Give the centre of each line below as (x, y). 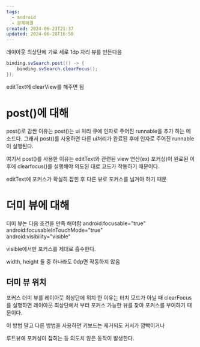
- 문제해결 (23, 23)
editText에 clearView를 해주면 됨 (45, 86)
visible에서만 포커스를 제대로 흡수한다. (51, 249)
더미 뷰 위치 (26, 282)
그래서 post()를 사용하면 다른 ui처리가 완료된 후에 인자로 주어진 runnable (109, 138)
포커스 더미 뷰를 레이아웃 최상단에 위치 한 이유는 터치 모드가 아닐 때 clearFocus (99, 298)
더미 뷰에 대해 (38, 205)
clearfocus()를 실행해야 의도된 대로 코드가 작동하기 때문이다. (88, 166)
